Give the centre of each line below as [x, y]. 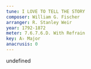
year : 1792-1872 [26, 28]
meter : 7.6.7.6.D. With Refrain [45, 33]
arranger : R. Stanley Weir [39, 22]
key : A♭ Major [23, 39]
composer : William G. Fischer [43, 17]
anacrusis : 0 [22, 44]
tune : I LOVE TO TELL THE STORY [45, 11]
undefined [18, 61]
